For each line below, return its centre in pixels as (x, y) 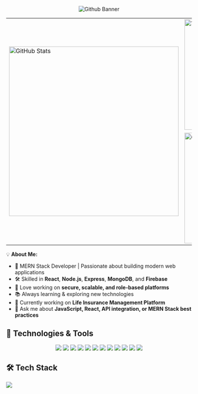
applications (29, 272)
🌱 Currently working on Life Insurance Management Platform (90, 303)
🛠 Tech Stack (32, 368)
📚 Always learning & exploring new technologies (74, 294)
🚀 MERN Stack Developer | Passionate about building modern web (95, 266)
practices (27, 315)
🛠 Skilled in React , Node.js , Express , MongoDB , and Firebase (91, 279)
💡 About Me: (22, 254)
